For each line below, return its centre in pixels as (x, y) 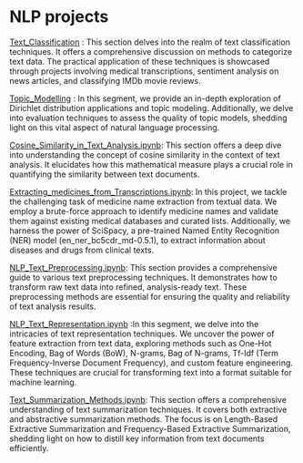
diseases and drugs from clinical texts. (82, 250)
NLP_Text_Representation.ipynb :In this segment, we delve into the (134, 324)
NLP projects (59, 17)
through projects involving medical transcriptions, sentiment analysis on (144, 71)
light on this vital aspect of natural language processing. (115, 127)
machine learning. (43, 382)
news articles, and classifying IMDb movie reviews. (106, 80)
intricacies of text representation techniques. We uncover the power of (142, 334)
